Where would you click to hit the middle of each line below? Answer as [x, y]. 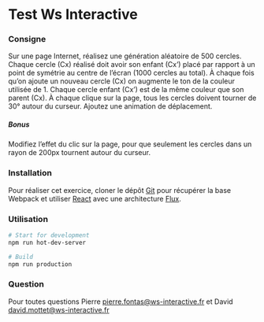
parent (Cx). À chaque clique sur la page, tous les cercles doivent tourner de [132, 98]
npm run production [40, 264]
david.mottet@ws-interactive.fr [59, 309]
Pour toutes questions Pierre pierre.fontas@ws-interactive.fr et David [121, 302]
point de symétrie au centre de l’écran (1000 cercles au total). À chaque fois [131, 73]
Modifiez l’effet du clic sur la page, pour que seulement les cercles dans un [130, 144]
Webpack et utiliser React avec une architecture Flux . [95, 198]
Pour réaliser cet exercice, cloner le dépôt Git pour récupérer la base [119, 190]
